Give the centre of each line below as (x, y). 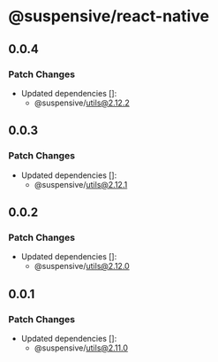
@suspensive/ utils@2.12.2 (82, 103)
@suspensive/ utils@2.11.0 (81, 348)
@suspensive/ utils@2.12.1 (81, 184)
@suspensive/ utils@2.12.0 (82, 266)
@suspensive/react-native (109, 16)
